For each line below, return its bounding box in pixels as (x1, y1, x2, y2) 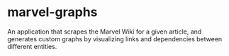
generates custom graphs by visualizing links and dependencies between (7, 34, 223, 43)
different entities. (7, 42, 57, 50)
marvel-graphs (7, 4, 98, 20)
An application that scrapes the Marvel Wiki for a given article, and (7, 27, 202, 36)
